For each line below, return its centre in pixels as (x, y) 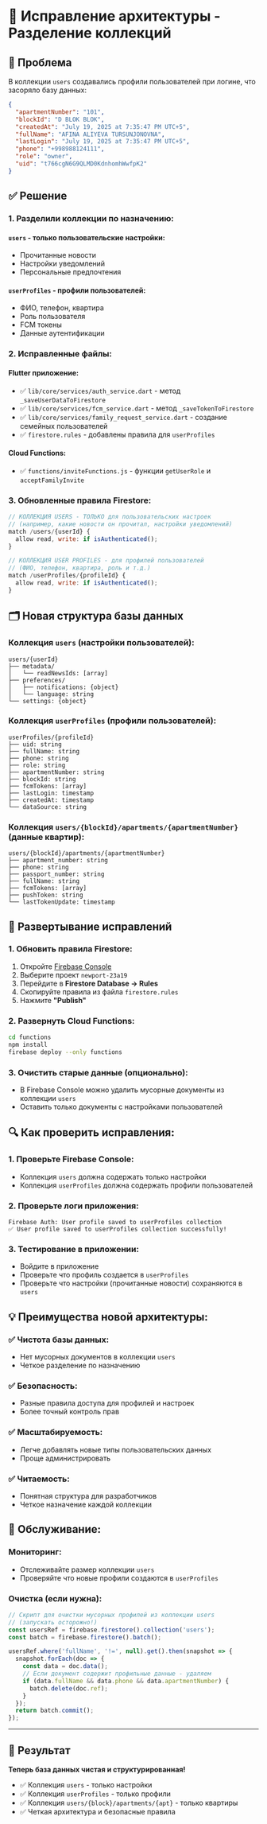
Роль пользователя (52, 317)
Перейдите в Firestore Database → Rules (89, 983)
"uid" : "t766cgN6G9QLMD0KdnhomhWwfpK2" (81, 164)
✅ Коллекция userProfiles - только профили (95, 1794)
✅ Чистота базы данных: (59, 1340)
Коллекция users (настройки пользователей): (101, 643)
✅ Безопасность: (43, 1386)
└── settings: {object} (48, 701)
